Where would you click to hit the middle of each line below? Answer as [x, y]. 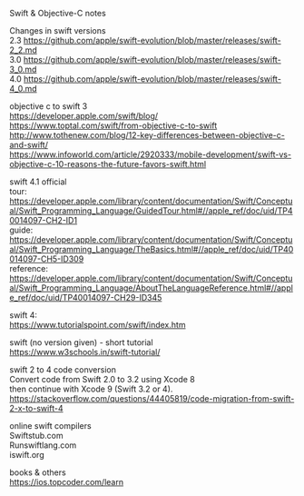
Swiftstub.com [36, 436]
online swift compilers [51, 426]
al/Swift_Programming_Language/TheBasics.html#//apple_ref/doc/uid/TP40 [152, 249]
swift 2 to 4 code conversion [63, 370]
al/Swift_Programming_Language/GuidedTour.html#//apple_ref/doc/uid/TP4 [151, 211]
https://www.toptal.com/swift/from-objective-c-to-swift [113, 125]
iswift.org [27, 455]
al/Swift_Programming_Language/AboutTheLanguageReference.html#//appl [151, 288]
